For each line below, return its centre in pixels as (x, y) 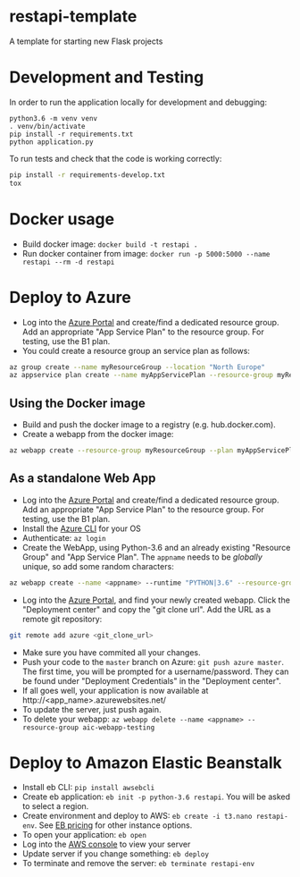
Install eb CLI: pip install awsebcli (88, 788)
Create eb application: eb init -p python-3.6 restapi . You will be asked (156, 797)
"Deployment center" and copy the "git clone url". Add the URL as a (146, 609)
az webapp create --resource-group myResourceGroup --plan (121, 451)
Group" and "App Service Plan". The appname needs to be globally (142, 557)
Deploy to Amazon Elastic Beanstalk (146, 763)
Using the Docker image (77, 403)
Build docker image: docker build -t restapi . (110, 244)
